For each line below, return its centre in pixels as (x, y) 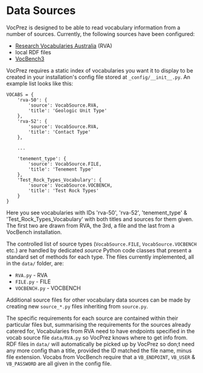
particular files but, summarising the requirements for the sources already (98, 324)
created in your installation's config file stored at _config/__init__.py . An (98, 77)
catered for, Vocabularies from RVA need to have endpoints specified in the (101, 331)
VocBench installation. (34, 232)
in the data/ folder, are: (35, 263)
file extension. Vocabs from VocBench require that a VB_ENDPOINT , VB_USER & (101, 357)
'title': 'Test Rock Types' (64, 190)
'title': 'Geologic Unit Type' (68, 110)
